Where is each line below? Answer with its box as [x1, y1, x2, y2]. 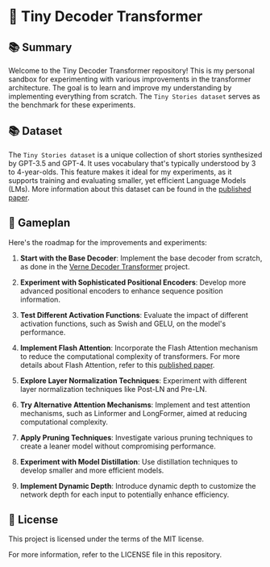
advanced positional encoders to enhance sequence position [19, 286, 223, 295]
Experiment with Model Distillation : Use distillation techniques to [19, 457, 238, 466]
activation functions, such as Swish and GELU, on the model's [19, 319, 226, 328]
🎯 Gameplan [8, 216, 71, 230]
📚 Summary [8, 40, 73, 54]
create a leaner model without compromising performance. [19, 441, 216, 451]
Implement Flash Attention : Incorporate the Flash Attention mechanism [19, 343, 258, 352]
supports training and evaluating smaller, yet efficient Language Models [8, 175, 247, 185]
